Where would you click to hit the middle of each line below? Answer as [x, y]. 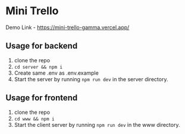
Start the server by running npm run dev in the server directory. [91, 79]
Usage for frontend [42, 98]
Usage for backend [42, 46]
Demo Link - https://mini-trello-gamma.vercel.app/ [68, 27]
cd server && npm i [38, 67]
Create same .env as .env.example [56, 73]
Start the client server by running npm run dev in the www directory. [97, 125]
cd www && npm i [34, 119]
